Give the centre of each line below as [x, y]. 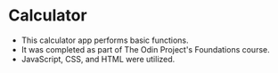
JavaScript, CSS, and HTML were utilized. [98, 59]
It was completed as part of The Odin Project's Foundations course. [146, 49]
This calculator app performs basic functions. [105, 40]
